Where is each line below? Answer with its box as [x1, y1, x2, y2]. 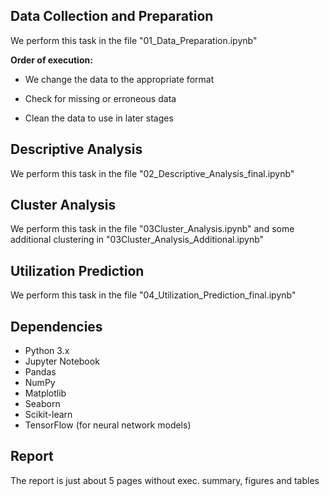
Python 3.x [24, 345, 70, 357]
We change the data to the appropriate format [24, 73, 215, 85]
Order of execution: [10, 54, 93, 66]
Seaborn [24, 398, 61, 410]
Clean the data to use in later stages [24, 112, 174, 124]
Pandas [24, 366, 57, 378]
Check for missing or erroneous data [24, 92, 177, 104]
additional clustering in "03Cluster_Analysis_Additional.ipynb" [10, 234, 265, 246]
